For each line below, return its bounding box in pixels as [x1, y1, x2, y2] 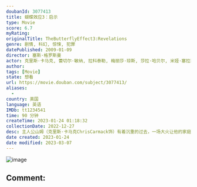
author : [6, 63, 25, 69]
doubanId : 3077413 [6, 8, 51, 15]
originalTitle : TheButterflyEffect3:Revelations [6, 36, 127, 42]
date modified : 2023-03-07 [6, 139, 72, 146]
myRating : [6, 31, 30, 36]
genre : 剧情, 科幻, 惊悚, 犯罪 [6, 42, 76, 48]
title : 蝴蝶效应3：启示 [6, 14, 58, 20]
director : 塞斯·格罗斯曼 [6, 52, 62, 58]
